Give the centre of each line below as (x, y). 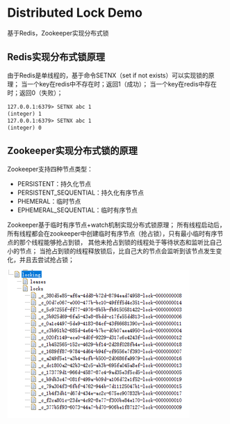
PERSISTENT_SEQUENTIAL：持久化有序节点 (81, 192)
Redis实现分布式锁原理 (56, 57)
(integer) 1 (24, 114)
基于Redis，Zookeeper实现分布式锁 (58, 33)
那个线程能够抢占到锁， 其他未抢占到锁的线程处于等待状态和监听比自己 (121, 242)
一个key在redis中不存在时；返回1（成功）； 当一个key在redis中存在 (122, 84)
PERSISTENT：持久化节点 (54, 183)
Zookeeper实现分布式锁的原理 (72, 151)
